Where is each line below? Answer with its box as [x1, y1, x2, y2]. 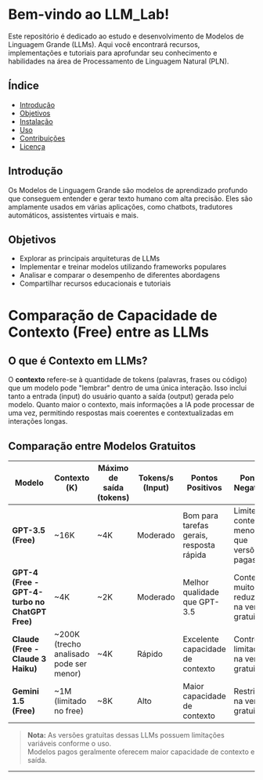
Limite [233, 505, 257, 516]
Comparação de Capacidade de [8, 306, 218, 324]
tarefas [182, 520, 209, 531]
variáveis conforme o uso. [27, 739, 112, 749]
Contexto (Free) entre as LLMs [8, 323, 209, 341]
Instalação [19, 116, 53, 126]
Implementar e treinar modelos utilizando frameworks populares [19, 262, 227, 272]
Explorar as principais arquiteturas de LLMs [19, 253, 160, 264]
